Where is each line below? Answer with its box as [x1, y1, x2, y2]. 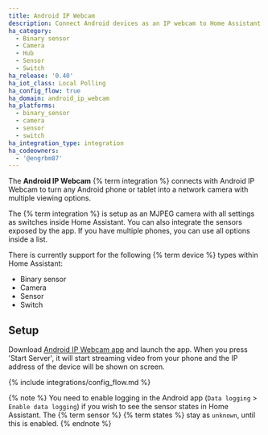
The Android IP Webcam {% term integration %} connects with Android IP [8, 176, 255, 186]
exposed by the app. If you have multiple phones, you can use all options [8, 226, 251, 236]
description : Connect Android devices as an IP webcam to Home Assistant [8, 19, 262, 27]
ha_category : [8, 27, 52, 35]
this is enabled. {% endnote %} [8, 419, 112, 429]
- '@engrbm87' [15, 154, 63, 162]
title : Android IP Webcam [8, 11, 95, 20]
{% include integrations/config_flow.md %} [8, 378, 151, 387]
